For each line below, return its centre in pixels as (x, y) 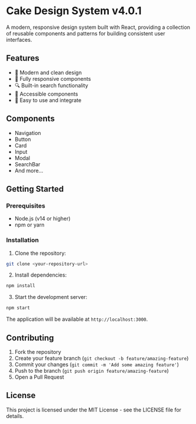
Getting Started (35, 189)
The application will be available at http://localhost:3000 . (77, 319)
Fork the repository (38, 351)
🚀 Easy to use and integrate (48, 100)
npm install (21, 286)
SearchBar (27, 164)
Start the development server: (51, 297)
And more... (29, 170)
